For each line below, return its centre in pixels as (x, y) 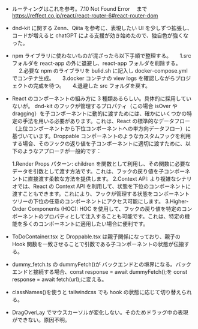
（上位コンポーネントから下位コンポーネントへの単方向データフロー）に (101, 128)
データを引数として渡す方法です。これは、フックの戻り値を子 (88, 171)
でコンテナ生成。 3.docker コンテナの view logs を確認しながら (93, 78)
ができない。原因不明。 (41, 320)
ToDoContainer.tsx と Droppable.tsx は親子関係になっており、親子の (96, 237)
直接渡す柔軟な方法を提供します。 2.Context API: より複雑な (102, 179)
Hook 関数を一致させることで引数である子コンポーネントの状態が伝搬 (98, 244)
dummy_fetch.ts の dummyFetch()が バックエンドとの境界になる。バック (102, 264)
